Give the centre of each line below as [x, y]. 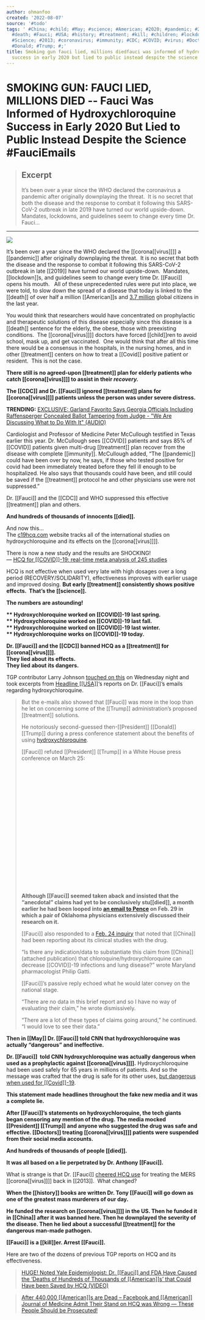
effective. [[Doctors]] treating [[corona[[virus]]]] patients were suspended [103, 1132]
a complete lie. [25, 1101]
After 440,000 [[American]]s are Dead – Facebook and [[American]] [107, 1297]
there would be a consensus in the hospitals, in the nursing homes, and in [99, 348]
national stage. [40, 990]
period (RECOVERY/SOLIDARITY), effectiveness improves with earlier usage [102, 578]
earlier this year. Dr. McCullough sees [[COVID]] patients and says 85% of [99, 440]
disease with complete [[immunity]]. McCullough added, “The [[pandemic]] [101, 454]
